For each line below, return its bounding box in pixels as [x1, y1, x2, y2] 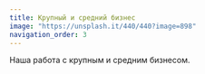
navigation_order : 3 [9, 30, 88, 39]
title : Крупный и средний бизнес [9, 13, 136, 23]
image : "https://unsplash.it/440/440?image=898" [9, 22, 197, 31]
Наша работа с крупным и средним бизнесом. [9, 55, 190, 66]
